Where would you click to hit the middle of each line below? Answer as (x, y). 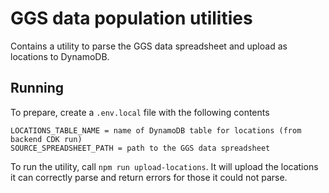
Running (37, 88)
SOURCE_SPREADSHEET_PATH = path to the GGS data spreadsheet (140, 148)
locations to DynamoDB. (60, 56)
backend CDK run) (46, 139)
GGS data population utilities (131, 18)
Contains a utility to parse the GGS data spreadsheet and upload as (149, 46)
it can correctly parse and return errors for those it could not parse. (149, 177)
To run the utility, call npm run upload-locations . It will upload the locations (164, 166)
